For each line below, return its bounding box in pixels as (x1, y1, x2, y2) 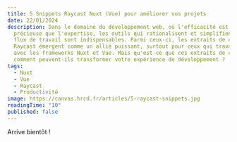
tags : (7, 63, 23, 70)
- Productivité (13, 89, 59, 96)
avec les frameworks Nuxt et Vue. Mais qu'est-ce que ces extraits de (13, 50, 226, 57)
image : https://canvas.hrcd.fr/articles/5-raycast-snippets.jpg (7, 96, 200, 103)
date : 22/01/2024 (7, 17, 59, 24)
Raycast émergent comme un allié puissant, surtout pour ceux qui (13, 43, 213, 50)
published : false (7, 108, 59, 115)
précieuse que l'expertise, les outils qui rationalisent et (13, 30, 197, 37)
